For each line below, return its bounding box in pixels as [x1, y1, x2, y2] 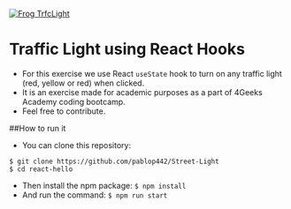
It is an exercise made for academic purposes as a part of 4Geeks [21, 86, 263, 97]
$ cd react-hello [9, 164, 73, 174]
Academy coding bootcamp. [21, 96, 126, 107]
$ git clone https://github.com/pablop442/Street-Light [9, 157, 219, 166]
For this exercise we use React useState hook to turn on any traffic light [21, 68, 283, 78]
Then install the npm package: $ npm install [21, 180, 187, 190]
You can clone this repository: [21, 139, 131, 150]
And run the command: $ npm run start [21, 190, 168, 200]
